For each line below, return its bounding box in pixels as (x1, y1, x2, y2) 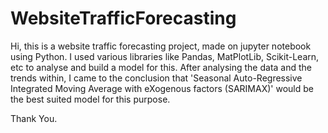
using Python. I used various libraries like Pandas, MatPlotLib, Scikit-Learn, (10, 50, 320, 62)
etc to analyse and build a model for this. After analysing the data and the (10, 61, 312, 73)
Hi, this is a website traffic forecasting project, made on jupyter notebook (10, 40, 312, 52)
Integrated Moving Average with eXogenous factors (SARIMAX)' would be (10, 82, 314, 94)
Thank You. (10, 112, 58, 124)
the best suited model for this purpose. (10, 93, 171, 105)
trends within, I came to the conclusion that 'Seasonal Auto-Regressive (10, 72, 303, 84)
